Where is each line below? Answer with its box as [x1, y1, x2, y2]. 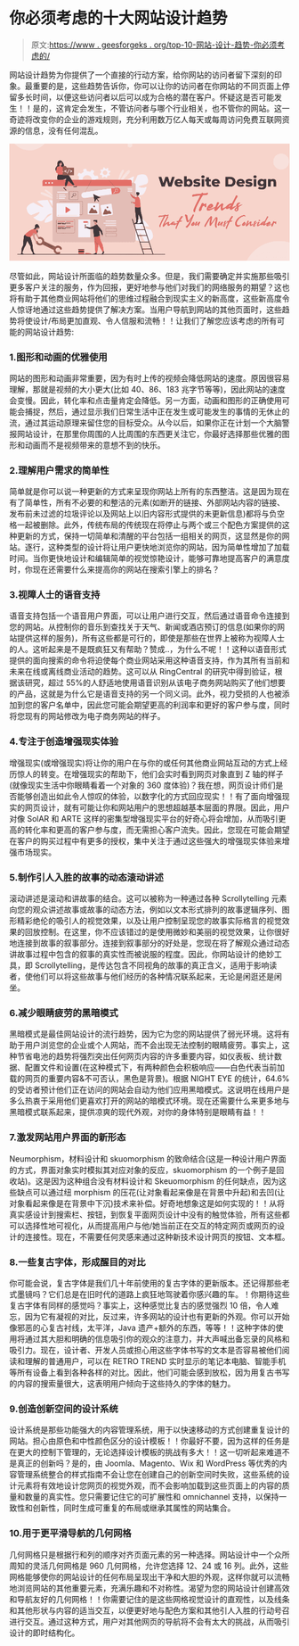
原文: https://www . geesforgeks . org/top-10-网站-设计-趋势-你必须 [30, 39, 278, 50]
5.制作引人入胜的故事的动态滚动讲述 [9, 871, 165, 883]
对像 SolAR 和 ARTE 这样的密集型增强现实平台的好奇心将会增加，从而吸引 [9, 813, 279, 823]
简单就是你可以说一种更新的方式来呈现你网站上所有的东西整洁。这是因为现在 [9, 486, 290, 497]
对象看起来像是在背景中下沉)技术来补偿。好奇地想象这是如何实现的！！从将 [9, 1197, 286, 1209]
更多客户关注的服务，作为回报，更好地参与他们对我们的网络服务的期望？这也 [9, 282, 290, 293]
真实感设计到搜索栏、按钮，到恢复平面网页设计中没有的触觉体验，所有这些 [9, 1209, 282, 1220]
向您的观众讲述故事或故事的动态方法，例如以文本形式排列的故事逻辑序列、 [9, 905, 282, 915]
